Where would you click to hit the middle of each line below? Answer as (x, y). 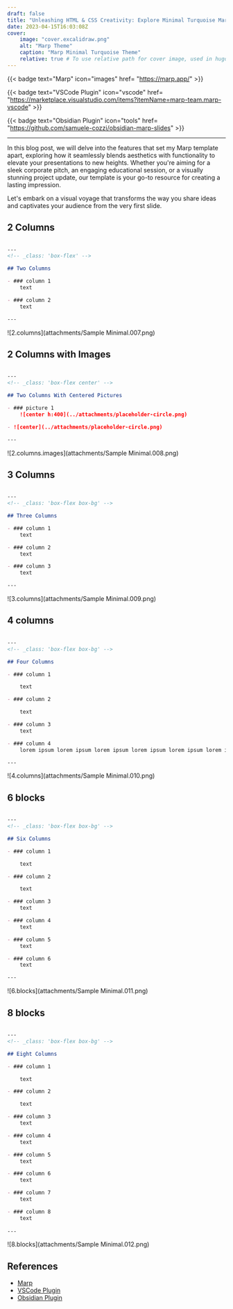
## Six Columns (29, 839)
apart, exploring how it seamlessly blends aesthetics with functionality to (111, 155)
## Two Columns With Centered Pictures (65, 396)
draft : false (26, 14)
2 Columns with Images (59, 354)
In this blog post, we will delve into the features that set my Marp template (113, 147)
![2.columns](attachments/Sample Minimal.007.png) (81, 332)
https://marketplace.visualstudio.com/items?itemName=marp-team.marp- (116, 99)
